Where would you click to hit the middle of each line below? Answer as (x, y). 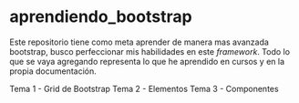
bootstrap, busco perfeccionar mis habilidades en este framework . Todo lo (149, 51)
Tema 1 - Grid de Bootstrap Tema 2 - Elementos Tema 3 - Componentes (144, 88)
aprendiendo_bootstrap (101, 17)
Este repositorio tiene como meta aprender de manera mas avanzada (139, 42)
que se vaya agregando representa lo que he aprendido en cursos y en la (147, 61)
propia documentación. (53, 71)
